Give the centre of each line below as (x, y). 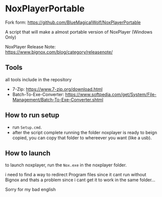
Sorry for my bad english (30, 190)
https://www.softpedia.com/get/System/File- (111, 94)
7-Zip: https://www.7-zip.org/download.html (57, 89)
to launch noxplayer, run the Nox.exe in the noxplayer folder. (66, 165)
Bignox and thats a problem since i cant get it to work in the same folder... (80, 180)
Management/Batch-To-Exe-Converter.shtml (58, 99)
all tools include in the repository (38, 79)
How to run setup (32, 115)
